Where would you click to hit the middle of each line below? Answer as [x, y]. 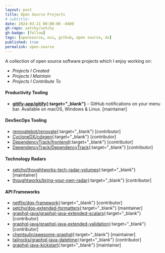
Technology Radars [26, 159]
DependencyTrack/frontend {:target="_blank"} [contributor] [73, 142]
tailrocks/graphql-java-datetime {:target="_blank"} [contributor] [77, 240]
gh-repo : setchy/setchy [30, 28]
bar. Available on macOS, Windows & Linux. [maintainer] [70, 109]
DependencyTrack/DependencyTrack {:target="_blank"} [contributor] [82, 147]
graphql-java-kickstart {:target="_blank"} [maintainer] [67, 245]
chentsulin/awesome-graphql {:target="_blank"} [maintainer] [74, 235]
